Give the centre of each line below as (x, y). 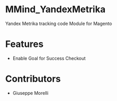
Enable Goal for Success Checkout (49, 58)
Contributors (33, 79)
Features (24, 44)
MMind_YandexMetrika (55, 9)
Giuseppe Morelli (31, 93)
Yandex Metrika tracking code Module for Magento (59, 23)
